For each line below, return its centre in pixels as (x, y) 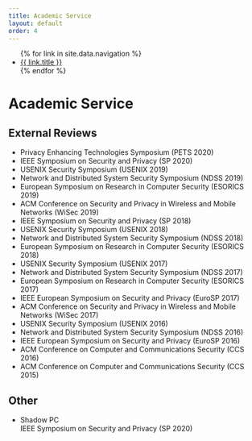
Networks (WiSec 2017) (59, 315)
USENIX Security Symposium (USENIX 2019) (94, 169)
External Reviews (53, 133)
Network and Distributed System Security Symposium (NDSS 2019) (132, 178)
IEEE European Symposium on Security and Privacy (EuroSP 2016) (130, 341)
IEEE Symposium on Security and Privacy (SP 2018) (105, 221)
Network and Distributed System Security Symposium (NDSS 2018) (132, 238)
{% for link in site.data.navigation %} (81, 54)
